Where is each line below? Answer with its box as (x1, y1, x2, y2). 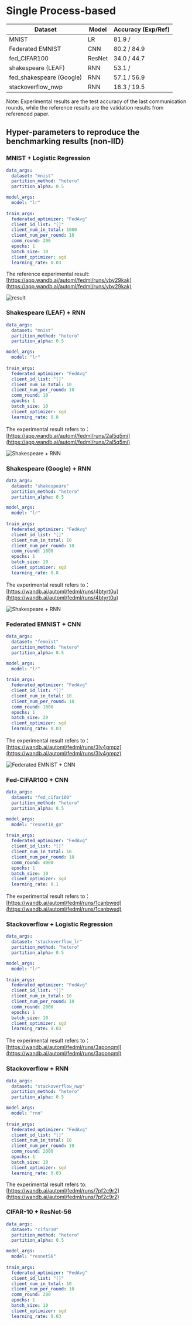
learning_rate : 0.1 (11, 881, 59, 887)
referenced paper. (6, 110, 50, 117)
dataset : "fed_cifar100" (11, 795, 72, 801)
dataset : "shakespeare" (11, 483, 69, 489)
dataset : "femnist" (11, 639, 59, 645)
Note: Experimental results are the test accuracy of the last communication (6, 98, 187, 105)
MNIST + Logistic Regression (6, 154, 91, 162)
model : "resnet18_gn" (11, 822, 64, 827)
